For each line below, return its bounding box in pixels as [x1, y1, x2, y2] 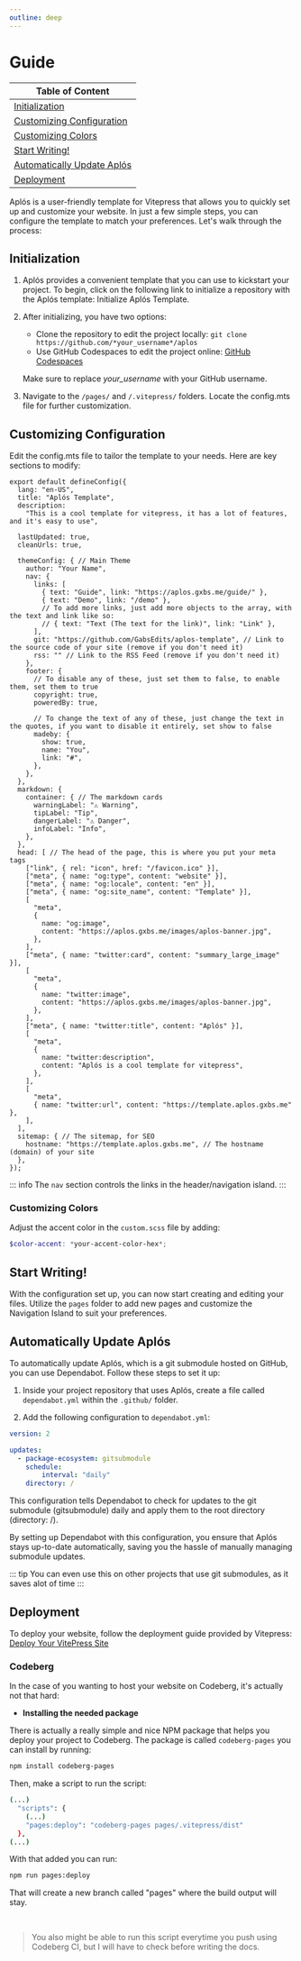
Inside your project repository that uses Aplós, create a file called [22, 1384, 265, 1395]
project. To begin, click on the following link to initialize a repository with [22, 285, 291, 296]
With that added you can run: [9, 1854, 118, 1865]
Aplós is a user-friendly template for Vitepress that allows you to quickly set [9, 196, 290, 207]
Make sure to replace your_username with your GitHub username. [22, 373, 268, 384]
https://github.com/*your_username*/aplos [35, 339, 198, 348]
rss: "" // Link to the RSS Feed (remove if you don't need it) [32, 651, 280, 661]
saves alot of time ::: [9, 1578, 85, 1589]
